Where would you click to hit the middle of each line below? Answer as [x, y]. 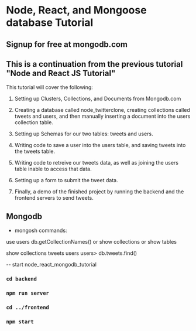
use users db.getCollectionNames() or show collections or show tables [92, 242]
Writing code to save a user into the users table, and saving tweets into [100, 145]
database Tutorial [50, 23]
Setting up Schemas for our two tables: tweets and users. [84, 134]
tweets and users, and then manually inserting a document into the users [102, 116]
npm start [20, 322]
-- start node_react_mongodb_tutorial [51, 265]
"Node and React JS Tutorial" [61, 73]
